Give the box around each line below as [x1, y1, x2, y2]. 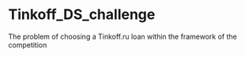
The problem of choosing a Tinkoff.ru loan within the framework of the [8, 32, 237, 41]
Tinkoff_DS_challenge [8, 6, 156, 24]
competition [8, 40, 47, 49]
